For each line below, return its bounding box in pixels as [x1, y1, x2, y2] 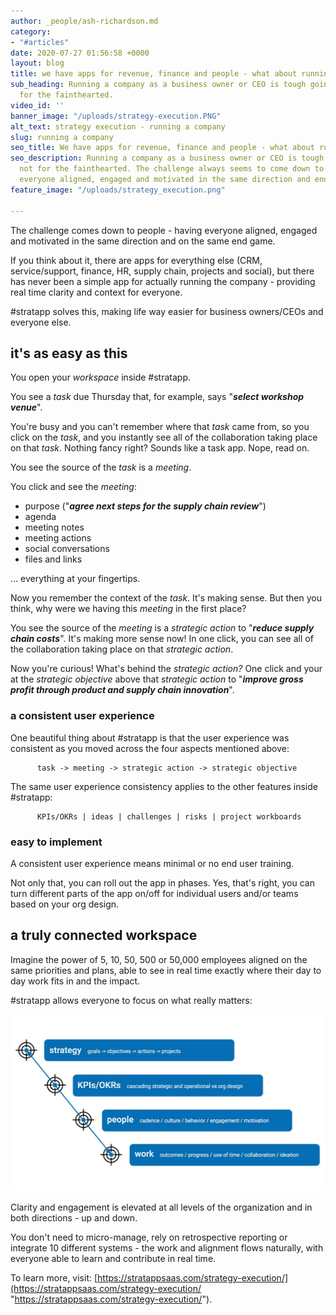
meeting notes [24, 521, 85, 534]
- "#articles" [10, 37, 70, 47]
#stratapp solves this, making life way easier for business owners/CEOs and [10, 305, 324, 317]
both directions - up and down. [10, 1211, 138, 1224]
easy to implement [10, 835, 103, 849]
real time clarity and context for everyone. [10, 286, 183, 298]
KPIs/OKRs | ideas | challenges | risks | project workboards [36, 811, 302, 822]
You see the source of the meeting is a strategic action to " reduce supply [10, 622, 315, 634]
